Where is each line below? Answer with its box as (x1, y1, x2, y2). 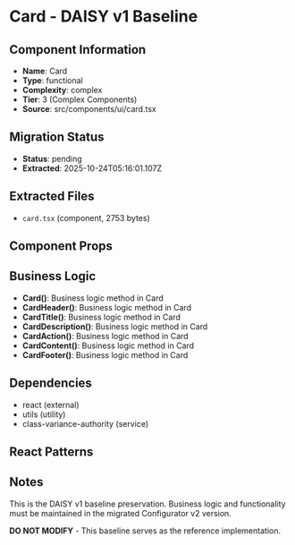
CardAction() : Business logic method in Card (21, 330, 190, 341)
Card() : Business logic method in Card (21, 293, 164, 303)
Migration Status (9, 130, 105, 145)
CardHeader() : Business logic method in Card (21, 302, 192, 312)
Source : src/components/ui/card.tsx (21, 104, 156, 114)
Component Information (9, 42, 147, 57)
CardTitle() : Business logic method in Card (21, 311, 181, 322)
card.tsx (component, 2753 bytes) (21, 212, 150, 223)
